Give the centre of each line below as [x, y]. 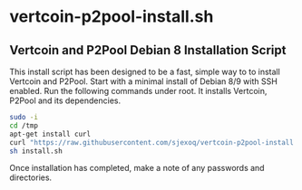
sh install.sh [36, 151]
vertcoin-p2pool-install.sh [112, 17]
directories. [31, 177]
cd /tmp [24, 125]
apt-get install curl [50, 134]
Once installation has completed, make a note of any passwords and [137, 168]
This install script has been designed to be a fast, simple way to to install [145, 71]
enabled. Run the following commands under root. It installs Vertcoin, [138, 91]
